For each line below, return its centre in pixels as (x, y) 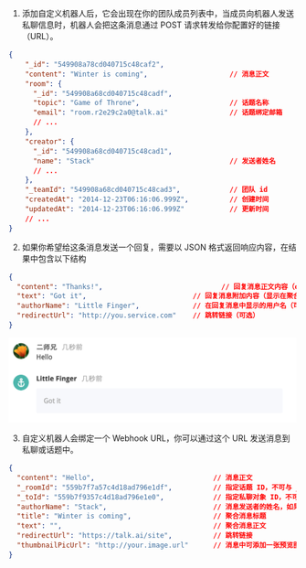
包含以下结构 (62, 258)
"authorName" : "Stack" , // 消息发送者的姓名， (152, 507)
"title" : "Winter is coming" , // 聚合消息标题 (142, 516)
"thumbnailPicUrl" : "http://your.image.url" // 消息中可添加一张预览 (155, 546)
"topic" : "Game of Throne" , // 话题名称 (151, 103)
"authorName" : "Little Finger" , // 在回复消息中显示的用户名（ (155, 306)
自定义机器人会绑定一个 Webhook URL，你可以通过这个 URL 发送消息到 (156, 438)
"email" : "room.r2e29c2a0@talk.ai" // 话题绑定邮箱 (158, 113)
